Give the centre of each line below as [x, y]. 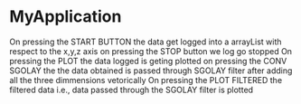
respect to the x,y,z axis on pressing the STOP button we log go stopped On [150, 51]
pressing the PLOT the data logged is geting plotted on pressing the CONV [148, 61]
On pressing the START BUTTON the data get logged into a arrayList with [146, 42]
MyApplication [66, 17]
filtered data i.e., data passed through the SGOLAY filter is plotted [132, 90]
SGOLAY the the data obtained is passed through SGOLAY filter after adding [151, 71]
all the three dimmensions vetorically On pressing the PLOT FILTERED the [146, 80]
